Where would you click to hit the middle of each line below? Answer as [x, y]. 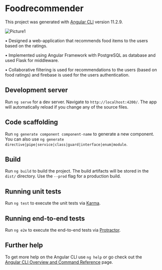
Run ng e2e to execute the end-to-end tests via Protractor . [63, 230]
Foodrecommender [44, 8]
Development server [37, 90]
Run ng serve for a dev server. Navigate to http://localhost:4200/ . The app [81, 102]
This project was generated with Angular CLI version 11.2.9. [64, 22]
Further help [24, 245]
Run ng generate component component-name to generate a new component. [80, 134]
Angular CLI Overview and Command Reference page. [59, 262]
